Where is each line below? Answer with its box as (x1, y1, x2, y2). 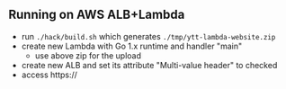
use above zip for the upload (34, 49, 141, 61)
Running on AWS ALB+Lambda (8, 7, 185, 22)
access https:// (21, 69, 78, 80)
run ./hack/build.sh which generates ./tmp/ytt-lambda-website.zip (21, 31, 276, 41)
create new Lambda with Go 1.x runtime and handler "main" (21, 40, 243, 51)
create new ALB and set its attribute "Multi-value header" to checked (21, 59, 278, 70)
